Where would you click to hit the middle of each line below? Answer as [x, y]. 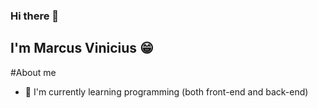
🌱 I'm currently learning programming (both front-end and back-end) [166, 91]
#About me [33, 72]
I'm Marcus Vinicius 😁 [82, 48]
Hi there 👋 [35, 16]
